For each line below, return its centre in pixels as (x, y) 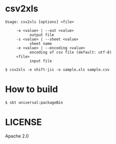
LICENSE (24, 122)
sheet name (41, 43)
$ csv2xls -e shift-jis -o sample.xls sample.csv (58, 70)
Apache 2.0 (17, 136)
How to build (31, 89)
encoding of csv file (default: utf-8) (71, 52)
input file (41, 61)
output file (42, 35)
